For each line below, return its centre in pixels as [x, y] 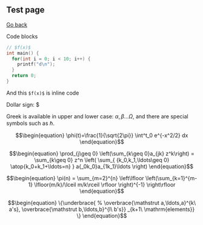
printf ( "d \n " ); [36, 64]
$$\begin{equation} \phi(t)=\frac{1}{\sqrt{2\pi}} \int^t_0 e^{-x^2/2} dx [102, 135]
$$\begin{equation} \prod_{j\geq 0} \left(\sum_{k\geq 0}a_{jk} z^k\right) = [102, 153]
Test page [25, 10]
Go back [17, 24]
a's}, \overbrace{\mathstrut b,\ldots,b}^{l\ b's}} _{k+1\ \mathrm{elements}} [102, 209]
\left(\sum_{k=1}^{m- [171, 178]
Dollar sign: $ [23, 104]
